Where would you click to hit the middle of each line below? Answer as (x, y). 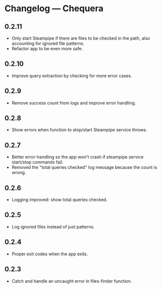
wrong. (19, 173)
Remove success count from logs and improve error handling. (74, 103)
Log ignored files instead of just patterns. (53, 227)
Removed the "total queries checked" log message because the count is (84, 167)
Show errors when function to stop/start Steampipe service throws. (79, 130)
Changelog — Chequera (54, 9)
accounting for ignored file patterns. (48, 43)
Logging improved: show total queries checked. (60, 200)
